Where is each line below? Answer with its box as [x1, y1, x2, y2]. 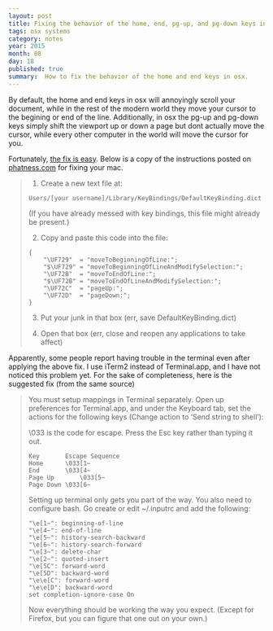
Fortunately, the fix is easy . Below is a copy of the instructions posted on [8, 154, 252, 164]
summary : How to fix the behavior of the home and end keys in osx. [8, 72, 249, 81]
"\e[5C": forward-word [28, 562, 106, 570]
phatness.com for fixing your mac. [8, 162, 123, 172]
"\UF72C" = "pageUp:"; [43, 284, 123, 292]
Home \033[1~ [28, 459, 91, 467]
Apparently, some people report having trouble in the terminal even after [8, 353, 250, 362]
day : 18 [8, 58, 35, 66]
